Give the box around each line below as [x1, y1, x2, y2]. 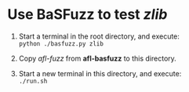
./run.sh [18, 77, 48, 85]
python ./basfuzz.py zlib [18, 39, 104, 48]
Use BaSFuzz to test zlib [7, 6, 168, 24]
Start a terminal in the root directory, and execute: [18, 31, 180, 41]
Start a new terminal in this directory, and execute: [18, 68, 182, 78]
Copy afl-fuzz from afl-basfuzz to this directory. [18, 53, 177, 63]
